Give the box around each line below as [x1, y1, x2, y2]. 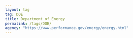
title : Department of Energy [5, 16, 65, 21]
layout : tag [5, 7, 30, 12]
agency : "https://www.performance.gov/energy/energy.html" [5, 26, 129, 31]
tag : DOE [5, 12, 23, 17]
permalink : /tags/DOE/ [5, 21, 52, 26]
